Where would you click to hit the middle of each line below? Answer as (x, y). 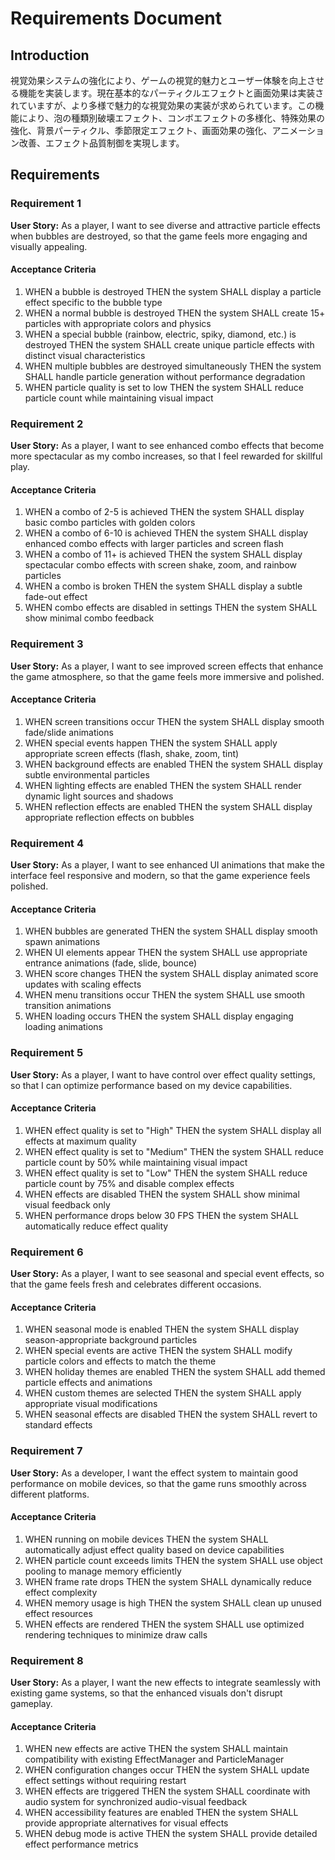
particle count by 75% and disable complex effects (129, 1183)
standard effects (58, 1425)
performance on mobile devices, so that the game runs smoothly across (158, 1483)
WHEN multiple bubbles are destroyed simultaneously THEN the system (173, 366)
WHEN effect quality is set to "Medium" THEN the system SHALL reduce (174, 1151)
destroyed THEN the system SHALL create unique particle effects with (169, 344)
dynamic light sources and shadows (99, 796)
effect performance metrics (81, 1844)
